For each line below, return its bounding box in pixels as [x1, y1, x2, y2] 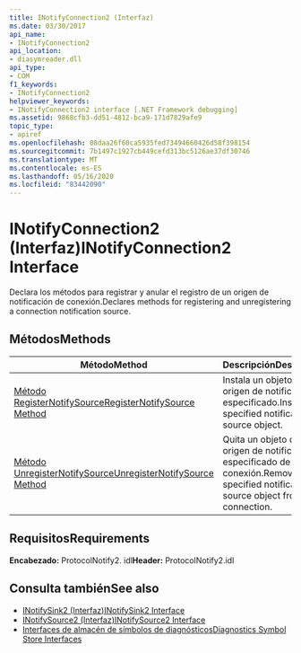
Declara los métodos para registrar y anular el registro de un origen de [9, 287, 270, 297]
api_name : [9, 30, 47, 39]
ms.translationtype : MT [9, 154, 99, 164]
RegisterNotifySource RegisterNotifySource [13, 396, 195, 409]
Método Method [80, 358, 148, 371]
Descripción [222, 358, 276, 371]
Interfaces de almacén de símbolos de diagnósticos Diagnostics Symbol [21, 623, 287, 634]
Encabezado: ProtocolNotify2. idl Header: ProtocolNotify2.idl [9, 554, 235, 566]
